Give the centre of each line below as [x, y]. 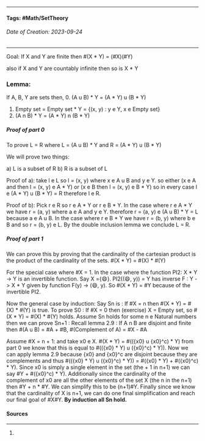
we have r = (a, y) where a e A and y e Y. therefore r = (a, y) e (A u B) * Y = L [102, 212]
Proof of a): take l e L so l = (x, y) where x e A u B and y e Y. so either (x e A [101, 181]
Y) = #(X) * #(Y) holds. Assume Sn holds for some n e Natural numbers [107, 317]
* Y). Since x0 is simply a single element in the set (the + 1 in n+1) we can [98, 367]
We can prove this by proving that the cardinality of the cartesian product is [101, 254]
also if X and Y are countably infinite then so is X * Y [72, 68]
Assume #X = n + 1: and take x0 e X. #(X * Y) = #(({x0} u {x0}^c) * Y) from [100, 342]
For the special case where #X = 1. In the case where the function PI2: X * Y [102, 273]
